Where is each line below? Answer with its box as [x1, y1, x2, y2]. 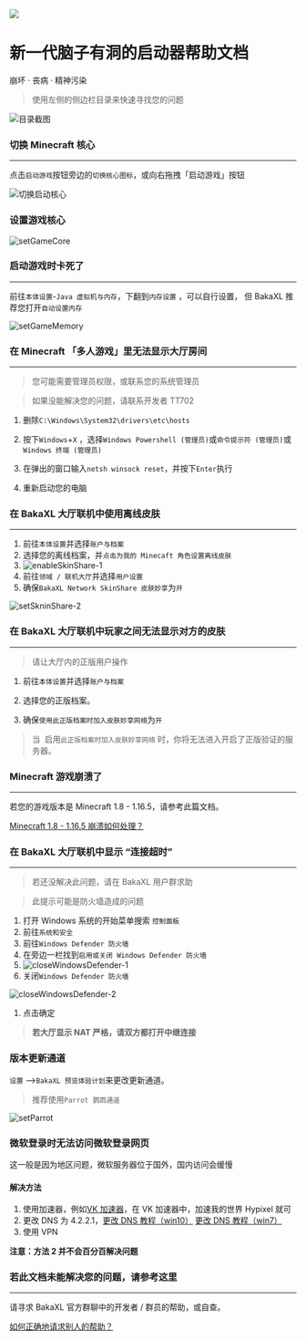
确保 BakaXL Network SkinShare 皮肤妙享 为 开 [22, 582, 184, 593]
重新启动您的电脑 [22, 483, 87, 493]
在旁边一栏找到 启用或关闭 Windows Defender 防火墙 [22, 950, 207, 961]
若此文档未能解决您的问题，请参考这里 [9, 1271, 178, 1283]
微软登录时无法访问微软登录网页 [9, 1137, 150, 1149]
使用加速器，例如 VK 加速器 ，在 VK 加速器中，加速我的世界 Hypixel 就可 [22, 1204, 291, 1215]
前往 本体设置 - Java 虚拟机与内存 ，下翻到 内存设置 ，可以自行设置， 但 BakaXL [9, 290, 284, 301]
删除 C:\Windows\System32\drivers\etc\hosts [22, 415, 190, 426]
